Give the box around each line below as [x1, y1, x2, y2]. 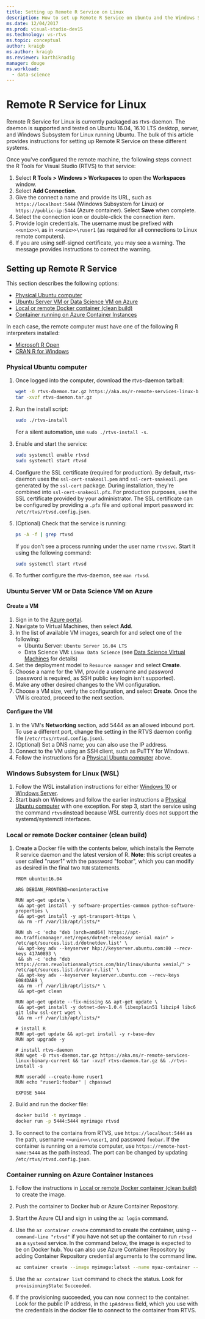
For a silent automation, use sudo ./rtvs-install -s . [15, 428, 148, 435]
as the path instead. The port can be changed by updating [41, 1149, 188, 1156]
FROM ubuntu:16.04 [15, 876, 62, 882]
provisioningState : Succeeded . [15, 1282, 92, 1289]
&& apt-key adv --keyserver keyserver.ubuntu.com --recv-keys [18, 972, 180, 978]
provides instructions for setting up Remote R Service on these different [6, 138, 187, 145]
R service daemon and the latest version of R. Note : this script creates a [15, 851, 196, 859]
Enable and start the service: [15, 440, 88, 447]
